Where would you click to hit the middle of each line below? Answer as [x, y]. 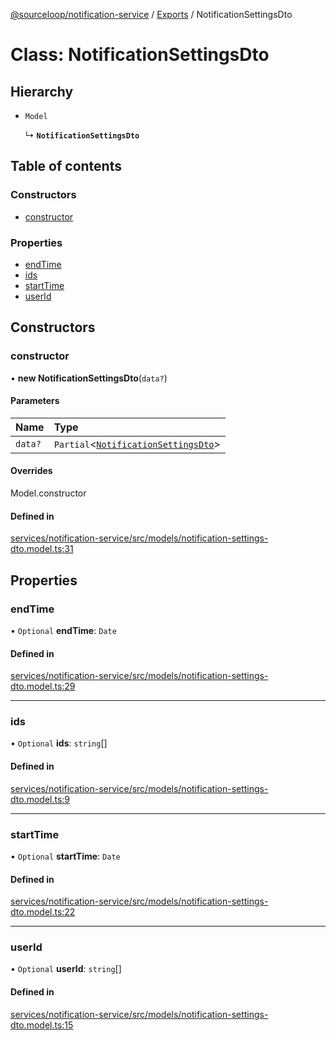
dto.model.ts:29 [43, 686]
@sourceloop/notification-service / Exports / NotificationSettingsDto [151, 14]
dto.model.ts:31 [42, 549]
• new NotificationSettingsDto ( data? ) [89, 378]
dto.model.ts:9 [40, 799]
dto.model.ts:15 [42, 1025]
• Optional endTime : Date [63, 630]
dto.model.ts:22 [43, 912]
